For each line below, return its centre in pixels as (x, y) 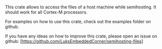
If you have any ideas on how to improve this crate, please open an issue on (81, 36)
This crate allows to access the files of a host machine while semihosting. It (81, 7)
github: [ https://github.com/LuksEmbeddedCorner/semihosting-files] (74, 41)
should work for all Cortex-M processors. (46, 12)
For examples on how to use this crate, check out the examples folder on (78, 22)
